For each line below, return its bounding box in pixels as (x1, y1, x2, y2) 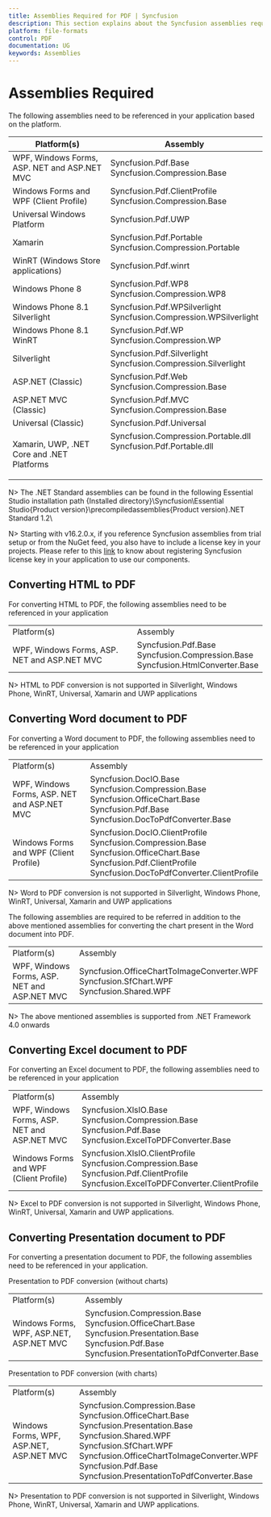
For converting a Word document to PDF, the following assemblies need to (8, 733, 256, 743)
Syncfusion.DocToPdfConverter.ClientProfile (90, 867, 259, 878)
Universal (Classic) (12, 417, 85, 428)
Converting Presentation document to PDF (8, 1231, 226, 1244)
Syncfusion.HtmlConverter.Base (136, 659, 259, 671)
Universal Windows (12, 208, 86, 219)
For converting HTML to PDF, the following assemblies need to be (8, 599, 227, 609)
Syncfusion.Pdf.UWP (110, 213, 190, 224)
